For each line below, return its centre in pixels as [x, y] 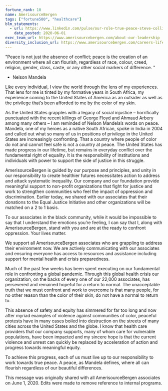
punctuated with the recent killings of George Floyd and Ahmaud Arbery [79, 118]
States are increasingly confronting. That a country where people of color [81, 139]
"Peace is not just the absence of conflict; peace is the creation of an [76, 57]
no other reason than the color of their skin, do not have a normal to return [82, 295]
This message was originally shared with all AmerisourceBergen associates [83, 377]
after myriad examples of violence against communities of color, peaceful [81, 315]
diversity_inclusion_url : [32, 43]
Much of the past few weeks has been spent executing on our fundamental [82, 268]
